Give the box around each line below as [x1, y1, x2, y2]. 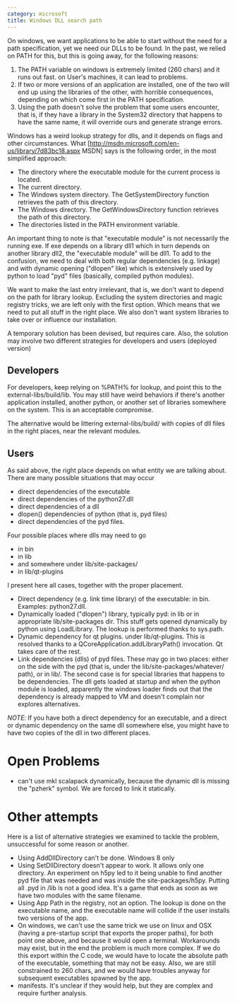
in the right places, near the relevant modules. [7, 427, 141, 436]
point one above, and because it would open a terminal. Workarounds [17, 936, 220, 945]
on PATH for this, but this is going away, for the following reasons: [7, 51, 199, 60]
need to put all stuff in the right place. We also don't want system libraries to [7, 308, 229, 316]
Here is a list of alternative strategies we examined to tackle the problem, [7, 832, 220, 841]
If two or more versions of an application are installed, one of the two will [17, 80, 230, 88]
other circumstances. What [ [7, 139, 90, 147]
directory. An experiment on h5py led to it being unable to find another [17, 869, 222, 877]
